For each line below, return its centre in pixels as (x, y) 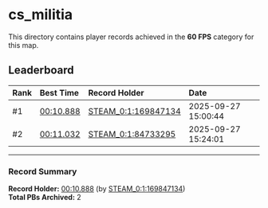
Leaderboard (41, 71)
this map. (24, 45)
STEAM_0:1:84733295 (132, 134)
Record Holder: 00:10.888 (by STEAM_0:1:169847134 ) (97, 189)
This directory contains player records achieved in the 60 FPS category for (131, 37)
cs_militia (41, 15)
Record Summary (43, 171)
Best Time (59, 92)
